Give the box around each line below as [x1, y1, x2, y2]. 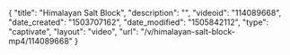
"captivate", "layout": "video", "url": [8, 27, 139, 36]
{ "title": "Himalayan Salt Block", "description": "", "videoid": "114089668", [8, 8, 282, 18]
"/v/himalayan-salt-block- [140, 27, 235, 36]
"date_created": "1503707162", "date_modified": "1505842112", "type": [8, 17, 269, 27]
